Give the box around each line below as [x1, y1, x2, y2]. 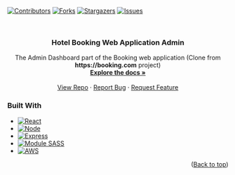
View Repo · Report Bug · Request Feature [57, 83, 179, 92]
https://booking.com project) [74, 61, 161, 69]
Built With [7, 101, 42, 111]
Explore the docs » [90, 69, 146, 77]
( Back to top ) [191, 160, 229, 168]
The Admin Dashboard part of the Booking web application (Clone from [15, 53, 221, 62]
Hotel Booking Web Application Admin [51, 37, 184, 47]
